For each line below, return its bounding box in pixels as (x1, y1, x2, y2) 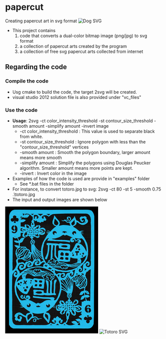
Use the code (5, 106, 38, 113)
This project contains (12, 27, 56, 33)
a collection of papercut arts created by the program (19, 43, 127, 49)
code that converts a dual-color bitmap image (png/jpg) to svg (19, 33, 147, 39)
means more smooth (19, 154, 62, 160)
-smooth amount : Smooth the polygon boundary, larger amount (19, 149, 151, 155)
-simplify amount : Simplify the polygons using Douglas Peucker (19, 160, 151, 166)
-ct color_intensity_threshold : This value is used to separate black (19, 128, 155, 134)
